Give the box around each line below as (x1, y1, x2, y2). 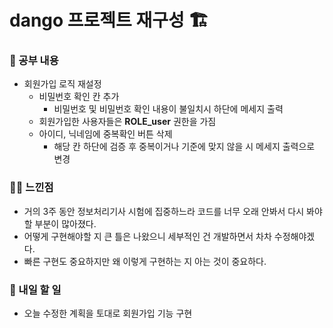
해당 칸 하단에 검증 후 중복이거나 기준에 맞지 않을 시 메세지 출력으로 (53, 141, 316, 153)
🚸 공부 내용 (9, 54, 59, 68)
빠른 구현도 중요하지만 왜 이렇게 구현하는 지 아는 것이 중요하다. (23, 255, 267, 267)
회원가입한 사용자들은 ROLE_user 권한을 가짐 (38, 116, 217, 128)
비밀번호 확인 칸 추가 (38, 91, 120, 103)
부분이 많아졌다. (34, 217, 97, 230)
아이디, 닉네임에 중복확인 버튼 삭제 (38, 128, 173, 140)
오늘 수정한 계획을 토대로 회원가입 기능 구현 (23, 307, 193, 320)
